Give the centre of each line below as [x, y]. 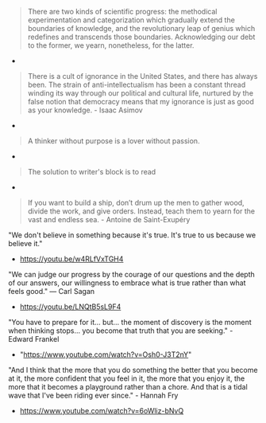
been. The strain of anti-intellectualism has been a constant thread [137, 84]
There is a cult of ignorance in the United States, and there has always [143, 76]
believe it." [25, 243]
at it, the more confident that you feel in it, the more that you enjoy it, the [127, 378]
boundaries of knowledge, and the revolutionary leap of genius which [141, 28]
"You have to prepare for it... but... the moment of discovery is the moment [130, 322]
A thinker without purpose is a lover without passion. [114, 141]
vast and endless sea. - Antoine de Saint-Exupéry [109, 219]
